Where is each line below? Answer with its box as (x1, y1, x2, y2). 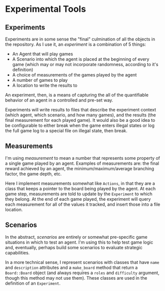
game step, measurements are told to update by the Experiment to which (5, 191, 153, 197)
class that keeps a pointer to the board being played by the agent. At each (5, 185, 156, 191)
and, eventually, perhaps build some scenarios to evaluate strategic (5, 244, 143, 250)
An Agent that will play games (12, 51, 73, 57)
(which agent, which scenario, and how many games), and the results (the (5, 112, 156, 118)
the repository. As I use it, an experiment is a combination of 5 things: (5, 41, 147, 47)
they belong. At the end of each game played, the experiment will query (5, 196, 151, 202)
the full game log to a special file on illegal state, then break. (5, 128, 127, 134)
